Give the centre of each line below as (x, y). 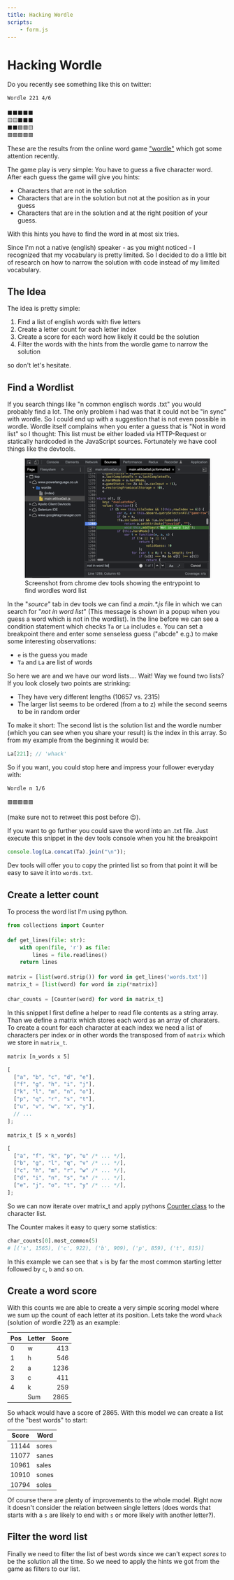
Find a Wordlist (41, 387)
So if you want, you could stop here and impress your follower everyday (111, 767)
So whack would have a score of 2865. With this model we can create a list (115, 1412)
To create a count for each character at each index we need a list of (105, 1027)
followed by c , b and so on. (46, 1269)
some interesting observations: (52, 641)
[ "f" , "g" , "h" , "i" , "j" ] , (54, 1084)
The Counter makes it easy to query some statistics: (82, 1227)
